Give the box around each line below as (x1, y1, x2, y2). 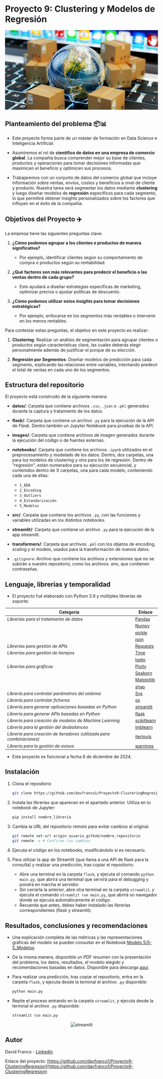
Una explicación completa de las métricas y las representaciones (12, 934, 143, 941)
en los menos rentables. (19, 318, 68, 324)
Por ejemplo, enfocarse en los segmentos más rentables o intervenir (19, 312, 156, 319)
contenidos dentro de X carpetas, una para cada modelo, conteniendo (12, 467, 153, 473)
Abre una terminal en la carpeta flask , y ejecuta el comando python (19, 871, 154, 877)
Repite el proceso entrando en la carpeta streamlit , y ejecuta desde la (12, 998, 154, 1004)
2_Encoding (19, 488, 42, 493)
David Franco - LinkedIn (5, 1048, 53, 1055)
